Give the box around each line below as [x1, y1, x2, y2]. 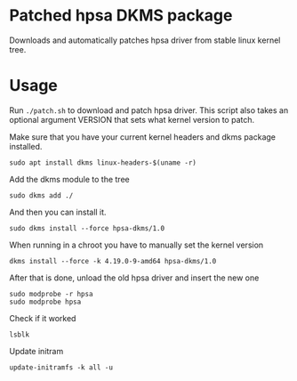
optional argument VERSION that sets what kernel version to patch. [9, 114, 255, 125]
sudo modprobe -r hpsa [9, 289, 93, 298]
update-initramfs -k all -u [9, 362, 114, 372]
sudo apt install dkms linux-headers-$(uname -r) [9, 158, 197, 167]
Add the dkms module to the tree [9, 174, 131, 184]
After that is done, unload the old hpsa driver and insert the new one [9, 272, 260, 283]
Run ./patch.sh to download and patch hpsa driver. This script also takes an [9, 104, 289, 116]
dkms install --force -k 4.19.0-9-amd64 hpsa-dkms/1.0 [9, 256, 217, 265]
